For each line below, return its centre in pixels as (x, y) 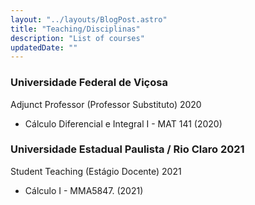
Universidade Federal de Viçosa (89, 83)
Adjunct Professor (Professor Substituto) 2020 (106, 104)
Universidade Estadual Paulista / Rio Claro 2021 (127, 149)
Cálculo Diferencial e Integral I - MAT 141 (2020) (123, 123)
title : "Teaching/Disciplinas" (75, 29)
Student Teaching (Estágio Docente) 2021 (96, 171)
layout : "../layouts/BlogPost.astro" (89, 19)
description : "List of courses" (77, 38)
